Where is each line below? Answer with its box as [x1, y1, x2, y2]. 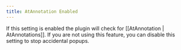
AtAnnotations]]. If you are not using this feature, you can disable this [6, 31, 176, 38]
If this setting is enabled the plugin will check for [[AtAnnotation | [6, 25, 164, 32]
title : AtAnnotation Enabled [6, 8, 78, 15]
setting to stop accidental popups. [6, 37, 90, 44]
